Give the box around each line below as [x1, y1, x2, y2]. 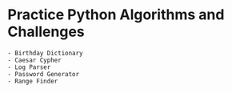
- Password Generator [7, 70, 80, 78]
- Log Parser [7, 63, 51, 71]
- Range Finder [7, 77, 58, 85]
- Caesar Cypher [7, 56, 62, 64]
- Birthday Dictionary [7, 49, 83, 57]
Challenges [7, 22, 85, 41]
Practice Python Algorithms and [7, 6, 225, 24]
